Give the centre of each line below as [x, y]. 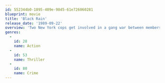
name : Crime [26, 73]
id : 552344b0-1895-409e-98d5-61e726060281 [49, 10]
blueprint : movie [23, 14]
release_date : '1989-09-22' [34, 23]
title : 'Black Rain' [26, 19]
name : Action [27, 46]
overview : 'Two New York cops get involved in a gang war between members [83, 28]
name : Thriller [29, 60]
